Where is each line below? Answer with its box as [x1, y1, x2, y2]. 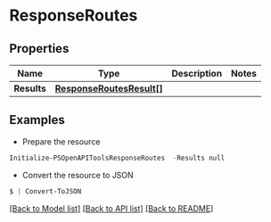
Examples [9, 112, 65, 127]
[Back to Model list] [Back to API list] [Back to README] [9, 202, 214, 214]
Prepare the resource [21, 136, 101, 147]
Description [171, 68, 223, 79]
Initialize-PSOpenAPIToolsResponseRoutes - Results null [9, 153, 226, 162]
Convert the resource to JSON [21, 169, 134, 180]
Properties [9, 41, 70, 56]
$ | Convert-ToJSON [9, 186, 82, 196]
